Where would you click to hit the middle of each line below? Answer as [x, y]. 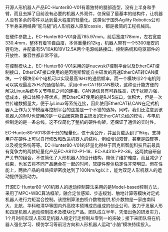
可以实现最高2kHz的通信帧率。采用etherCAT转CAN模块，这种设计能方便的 [82, 85]
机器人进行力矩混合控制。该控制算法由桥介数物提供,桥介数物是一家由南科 [80, 199]
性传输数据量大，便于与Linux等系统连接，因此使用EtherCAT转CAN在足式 [80, 103]
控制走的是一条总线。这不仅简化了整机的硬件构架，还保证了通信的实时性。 [82, 122]
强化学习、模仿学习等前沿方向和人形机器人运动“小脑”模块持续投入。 [84, 224]
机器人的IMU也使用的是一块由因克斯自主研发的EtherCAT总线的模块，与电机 [82, 116]
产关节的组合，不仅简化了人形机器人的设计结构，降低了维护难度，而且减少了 [84, 158]
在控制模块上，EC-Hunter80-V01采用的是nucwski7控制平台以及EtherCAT [80, 66]
